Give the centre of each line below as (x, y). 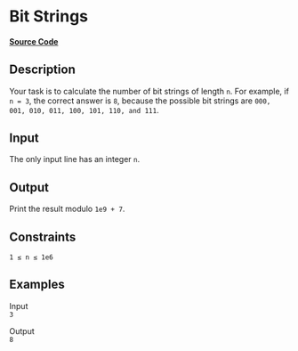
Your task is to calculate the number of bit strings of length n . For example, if (149, 91)
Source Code (34, 41)
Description (42, 70)
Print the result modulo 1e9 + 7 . (67, 209)
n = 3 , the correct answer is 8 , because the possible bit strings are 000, (140, 101)
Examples (37, 285)
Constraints (43, 237)
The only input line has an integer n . (75, 159)
